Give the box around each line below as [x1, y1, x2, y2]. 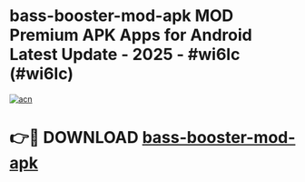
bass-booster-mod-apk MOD [9, 5, 234, 26]
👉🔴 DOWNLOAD [9, 127, 139, 148]
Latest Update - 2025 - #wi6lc [9, 45, 241, 65]
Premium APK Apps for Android [9, 25, 252, 45]
